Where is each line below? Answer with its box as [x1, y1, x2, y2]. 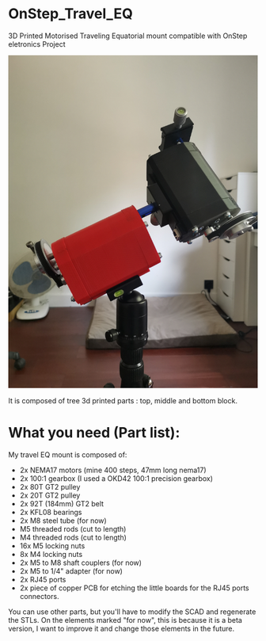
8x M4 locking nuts [19, 549, 83, 559]
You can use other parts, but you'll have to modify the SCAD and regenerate [8, 607, 256, 616]
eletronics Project [8, 39, 66, 48]
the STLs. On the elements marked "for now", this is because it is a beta [8, 615, 243, 624]
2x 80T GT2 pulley [19, 482, 81, 491]
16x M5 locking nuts [19, 540, 85, 551]
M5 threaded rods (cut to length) [19, 524, 127, 533]
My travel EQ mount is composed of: [8, 449, 127, 460]
